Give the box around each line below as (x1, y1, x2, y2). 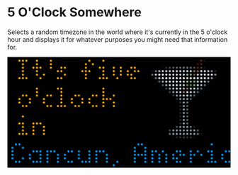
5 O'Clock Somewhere (7, 4, 142, 21)
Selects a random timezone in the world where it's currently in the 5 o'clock (7, 28, 228, 36)
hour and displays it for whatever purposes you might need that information (7, 35, 228, 43)
